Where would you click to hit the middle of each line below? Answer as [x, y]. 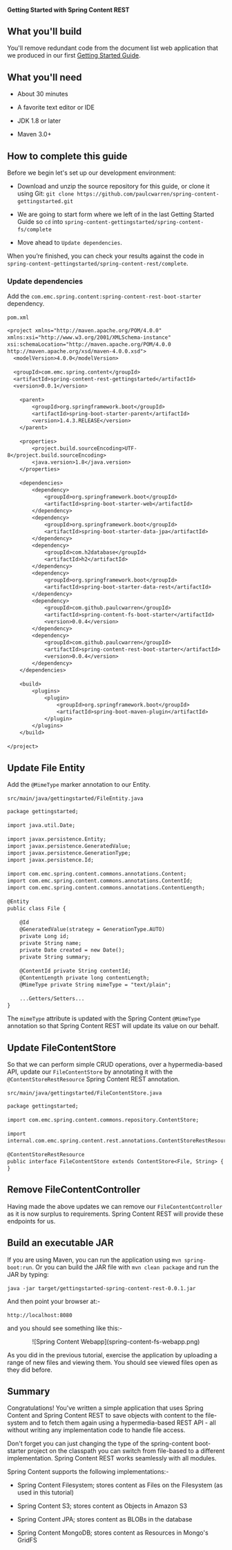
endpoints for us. [31, 1221]
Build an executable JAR [60, 1243]
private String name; [50, 943]
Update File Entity [46, 768]
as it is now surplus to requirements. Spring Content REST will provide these [115, 1214]
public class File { [37, 909]
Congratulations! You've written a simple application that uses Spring [105, 1408]
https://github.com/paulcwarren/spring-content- [148, 194]
